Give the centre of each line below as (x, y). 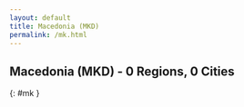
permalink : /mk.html (49, 34)
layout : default (40, 18)
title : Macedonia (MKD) (55, 26)
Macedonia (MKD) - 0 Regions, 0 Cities (122, 71)
